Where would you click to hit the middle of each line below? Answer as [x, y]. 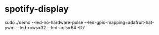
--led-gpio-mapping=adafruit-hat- [119, 22]
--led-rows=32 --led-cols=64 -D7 [50, 27]
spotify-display [37, 9]
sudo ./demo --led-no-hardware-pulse [44, 22]
